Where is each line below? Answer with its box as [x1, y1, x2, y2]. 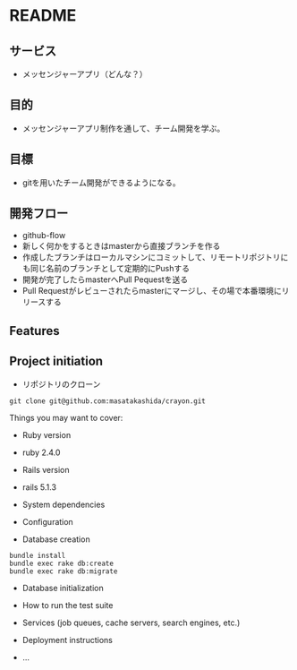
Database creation [21, 534, 91, 545]
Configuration [21, 516, 73, 527]
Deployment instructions [21, 634, 114, 645]
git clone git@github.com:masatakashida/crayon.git [9, 396, 206, 406]
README [9, 5, 77, 26]
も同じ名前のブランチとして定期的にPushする [21, 263, 191, 274]
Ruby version [21, 429, 72, 440]
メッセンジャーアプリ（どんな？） [21, 69, 148, 79]
